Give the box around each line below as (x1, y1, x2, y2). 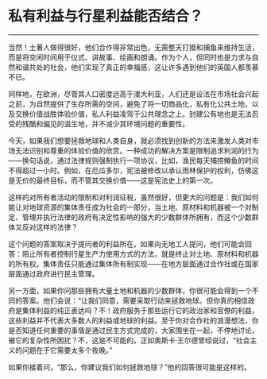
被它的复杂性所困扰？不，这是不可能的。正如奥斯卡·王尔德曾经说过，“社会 (8, 335, 250, 345)
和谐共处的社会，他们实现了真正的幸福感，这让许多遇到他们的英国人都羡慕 (14, 62, 259, 72)
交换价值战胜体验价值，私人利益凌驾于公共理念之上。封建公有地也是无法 (14, 109, 252, 118)
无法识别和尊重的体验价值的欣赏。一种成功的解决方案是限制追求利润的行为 (14, 145, 259, 155)
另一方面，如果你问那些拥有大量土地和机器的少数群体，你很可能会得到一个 (8, 285, 252, 295)
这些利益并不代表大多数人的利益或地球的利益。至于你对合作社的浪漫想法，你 (8, 315, 259, 325)
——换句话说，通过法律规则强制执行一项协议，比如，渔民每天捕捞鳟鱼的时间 (8, 156, 259, 165)
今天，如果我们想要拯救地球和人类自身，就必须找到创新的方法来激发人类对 (8, 136, 252, 145)
